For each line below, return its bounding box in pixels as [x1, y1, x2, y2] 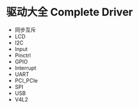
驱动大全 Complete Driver [6, 5, 133, 19]
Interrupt [14, 64, 37, 71]
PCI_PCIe [14, 77, 38, 84]
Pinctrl [14, 52, 31, 59]
